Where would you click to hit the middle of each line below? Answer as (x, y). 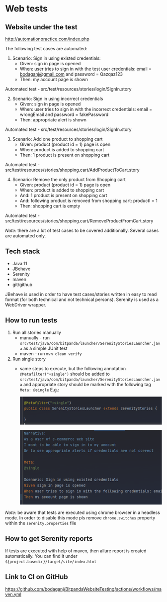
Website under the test (42, 27)
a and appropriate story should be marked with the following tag (85, 384)
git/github (22, 285)
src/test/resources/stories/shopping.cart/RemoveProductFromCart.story (79, 221)
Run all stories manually (37, 332)
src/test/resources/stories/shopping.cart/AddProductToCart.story (73, 170)
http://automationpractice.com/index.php (47, 39)
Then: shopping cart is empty (50, 206)
